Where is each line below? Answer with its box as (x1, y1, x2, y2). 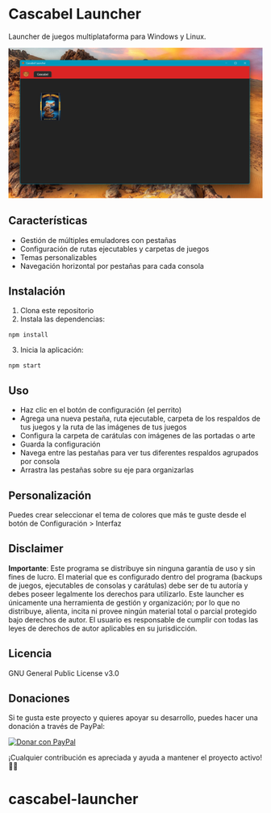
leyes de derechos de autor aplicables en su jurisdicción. (8, 623, 198, 633)
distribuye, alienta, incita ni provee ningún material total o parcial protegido (8, 606, 257, 616)
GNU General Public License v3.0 (8, 668, 119, 678)
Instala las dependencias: (19, 314, 105, 324)
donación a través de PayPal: (8, 722, 105, 731)
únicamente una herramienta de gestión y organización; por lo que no (8, 597, 240, 607)
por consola (19, 457, 60, 467)
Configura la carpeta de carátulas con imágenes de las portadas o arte (19, 431, 256, 441)
